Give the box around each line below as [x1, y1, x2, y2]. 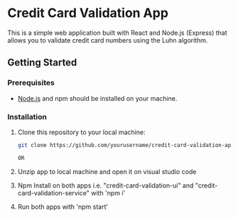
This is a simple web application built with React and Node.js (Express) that [7, 28, 227, 37]
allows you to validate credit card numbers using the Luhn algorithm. [7, 36, 208, 44]
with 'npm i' [91, 188, 126, 197]
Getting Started [7, 57, 77, 69]
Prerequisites [7, 78, 55, 88]
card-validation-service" [17, 188, 90, 197]
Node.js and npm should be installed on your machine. [17, 94, 178, 102]
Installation [7, 111, 48, 121]
